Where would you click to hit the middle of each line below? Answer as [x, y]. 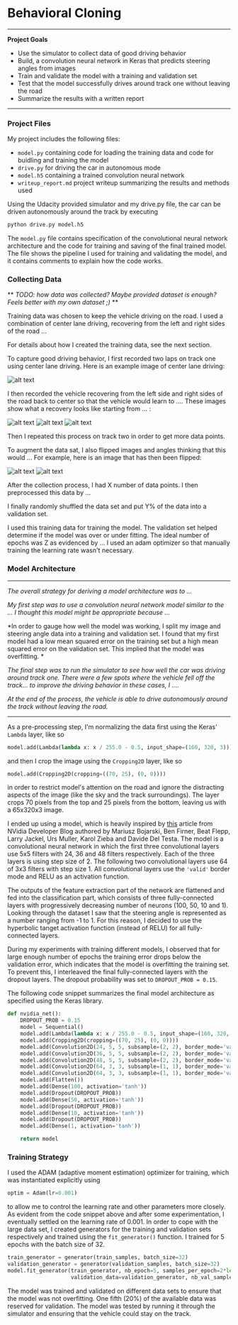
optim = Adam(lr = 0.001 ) [42, 1193]
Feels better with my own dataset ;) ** [63, 302]
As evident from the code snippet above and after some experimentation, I [116, 1214]
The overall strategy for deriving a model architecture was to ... [100, 591]
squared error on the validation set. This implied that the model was [106, 648]
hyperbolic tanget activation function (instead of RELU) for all [97, 928]
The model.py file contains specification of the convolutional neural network [118, 239]
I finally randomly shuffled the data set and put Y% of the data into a [107, 506]
